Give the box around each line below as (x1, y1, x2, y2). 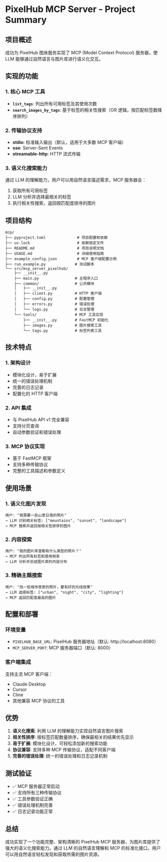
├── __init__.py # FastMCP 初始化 (23, 317, 109, 323)
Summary (5, 14, 47, 26)
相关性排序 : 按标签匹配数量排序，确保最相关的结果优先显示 (12, 734, 134, 740)
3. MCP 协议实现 (5, 443, 45, 450)
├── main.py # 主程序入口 (14, 276, 98, 281)
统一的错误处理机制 (12, 378, 53, 384)
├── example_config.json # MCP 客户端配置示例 (5, 257, 117, 262)
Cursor (12, 686, 27, 693)
